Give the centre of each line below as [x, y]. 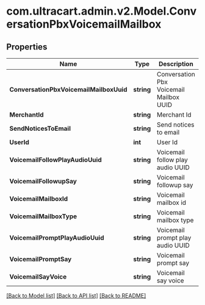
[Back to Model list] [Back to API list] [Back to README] [76, 296]
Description [176, 64]
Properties [27, 47]
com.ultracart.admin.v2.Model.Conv [102, 11]
